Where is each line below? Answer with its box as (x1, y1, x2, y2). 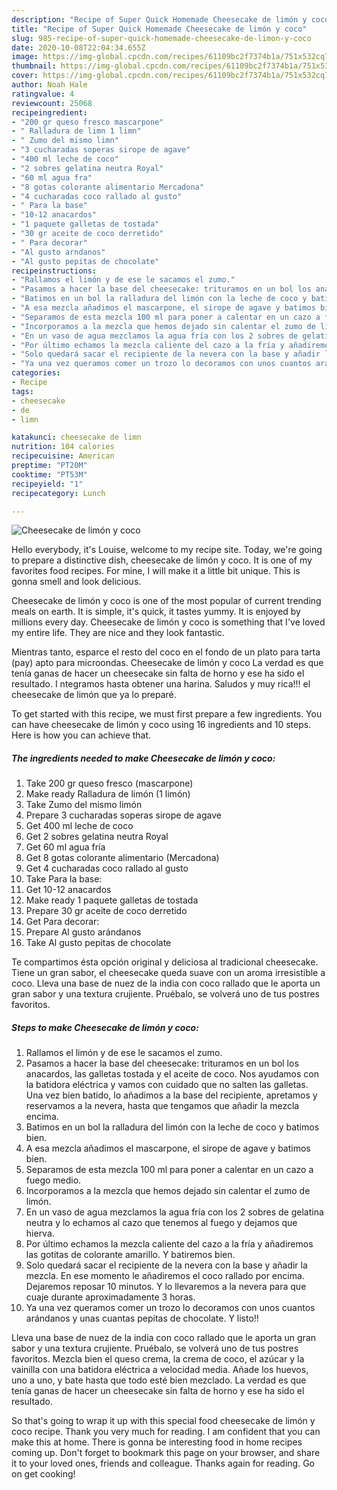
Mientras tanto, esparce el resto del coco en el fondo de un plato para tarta (11, 646, 321, 658)
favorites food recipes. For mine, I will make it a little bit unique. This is (11, 565, 301, 577)
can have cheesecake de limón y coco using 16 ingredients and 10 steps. (11, 719, 312, 731)
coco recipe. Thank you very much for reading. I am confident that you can (11, 1426, 321, 1438)
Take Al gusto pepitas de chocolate (25, 937, 172, 949)
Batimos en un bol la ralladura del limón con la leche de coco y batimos (25, 1121, 320, 1133)
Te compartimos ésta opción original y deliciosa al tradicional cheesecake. (11, 956, 319, 968)
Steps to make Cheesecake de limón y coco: (11, 1021, 199, 1033)
